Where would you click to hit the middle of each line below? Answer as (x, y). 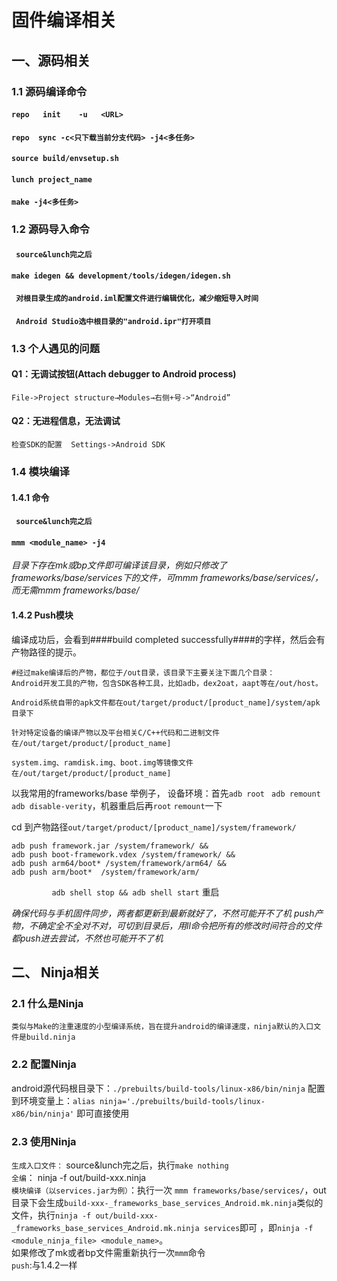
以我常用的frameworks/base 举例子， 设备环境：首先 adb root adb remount (166, 793)
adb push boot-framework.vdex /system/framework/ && (123, 854)
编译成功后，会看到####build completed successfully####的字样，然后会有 (168, 639)
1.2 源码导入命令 (50, 229)
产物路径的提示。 (46, 652)
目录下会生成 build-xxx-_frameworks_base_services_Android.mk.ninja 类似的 (167, 1202)
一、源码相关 (51, 60)
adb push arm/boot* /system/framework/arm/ (105, 872)
